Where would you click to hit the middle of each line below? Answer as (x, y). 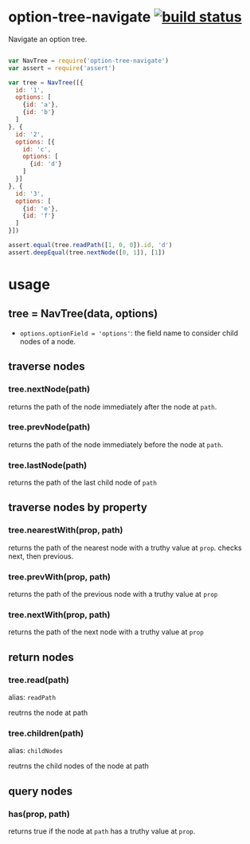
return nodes (41, 657)
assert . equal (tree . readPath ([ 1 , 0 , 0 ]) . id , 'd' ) (90, 245)
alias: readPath (32, 697)
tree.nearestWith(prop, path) (66, 530)
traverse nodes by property (78, 507)
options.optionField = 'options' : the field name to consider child (129, 333)
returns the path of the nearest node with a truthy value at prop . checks (125, 548)
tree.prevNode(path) (49, 427)
